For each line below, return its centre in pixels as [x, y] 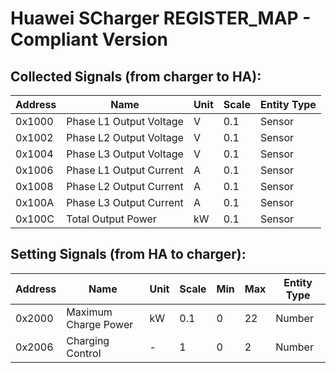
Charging [88, 340]
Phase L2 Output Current [125, 186]
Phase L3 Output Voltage [125, 154]
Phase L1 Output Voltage [125, 121]
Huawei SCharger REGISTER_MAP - [161, 18]
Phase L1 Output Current [125, 170]
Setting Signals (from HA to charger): [128, 254]
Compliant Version [89, 39]
